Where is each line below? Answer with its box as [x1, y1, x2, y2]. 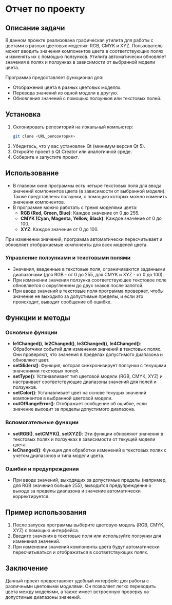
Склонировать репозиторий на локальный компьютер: [12, 124, 133, 130]
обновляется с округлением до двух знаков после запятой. [12, 282, 144, 288]
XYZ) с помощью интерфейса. [12, 527, 80, 533]
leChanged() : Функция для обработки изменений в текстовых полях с [12, 447, 167, 453]
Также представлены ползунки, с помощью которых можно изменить [12, 193, 167, 199]
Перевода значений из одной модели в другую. [12, 90, 119, 96]
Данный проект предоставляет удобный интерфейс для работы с [5, 577, 149, 583]
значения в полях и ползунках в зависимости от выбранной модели [5, 59, 156, 65]
